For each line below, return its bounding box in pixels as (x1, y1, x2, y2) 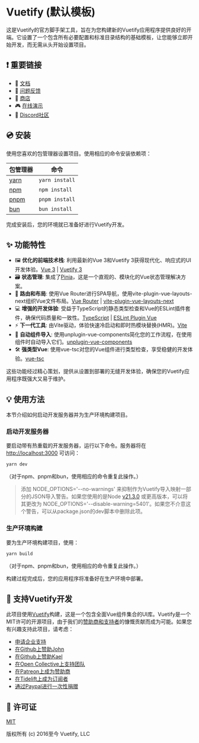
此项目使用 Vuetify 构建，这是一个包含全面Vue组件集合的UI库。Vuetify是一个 (6, 610, 191, 618)
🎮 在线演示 (14, 102, 43, 109)
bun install (38, 206, 73, 212)
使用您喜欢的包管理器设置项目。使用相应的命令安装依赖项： (6, 150, 152, 157)
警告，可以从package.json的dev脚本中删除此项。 (25, 508, 146, 515)
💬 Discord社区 (14, 111, 49, 118)
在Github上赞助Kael (14, 653, 63, 660)
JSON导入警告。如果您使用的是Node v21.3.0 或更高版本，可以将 (31, 493, 188, 500)
